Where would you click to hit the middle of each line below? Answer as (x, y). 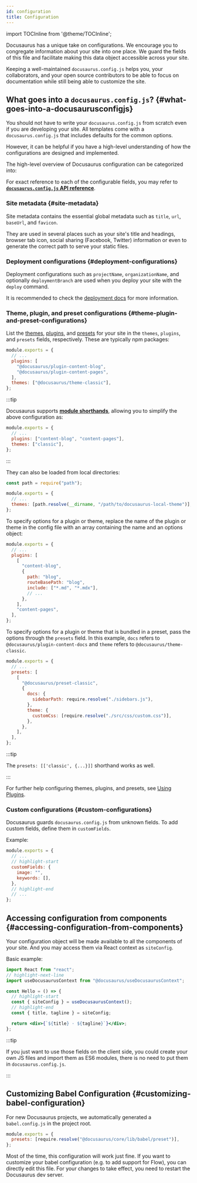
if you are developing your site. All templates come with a (75, 129)
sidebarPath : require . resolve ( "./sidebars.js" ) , (93, 699)
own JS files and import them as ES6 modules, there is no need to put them (97, 1058)
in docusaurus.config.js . (36, 1064)
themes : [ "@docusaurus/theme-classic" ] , (61, 383)
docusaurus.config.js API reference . (51, 188)
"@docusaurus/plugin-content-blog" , (62, 366)
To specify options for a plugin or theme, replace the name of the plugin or (96, 521)
